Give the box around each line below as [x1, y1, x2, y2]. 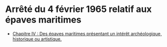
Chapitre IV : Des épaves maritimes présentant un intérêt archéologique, [12, 30, 162, 36]
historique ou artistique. [12, 36, 62, 42]
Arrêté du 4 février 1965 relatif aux [5, 3, 152, 15]
